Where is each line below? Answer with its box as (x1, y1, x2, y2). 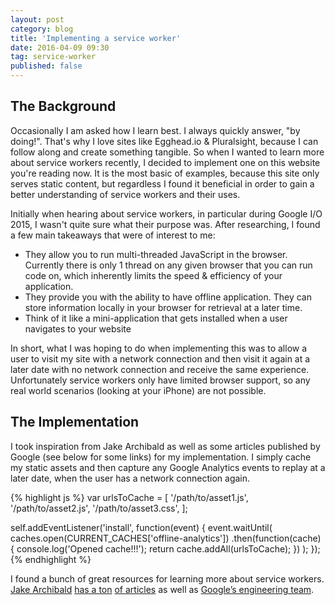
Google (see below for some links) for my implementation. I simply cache (10, 451, 312, 463)
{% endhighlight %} (10, 553, 92, 565)
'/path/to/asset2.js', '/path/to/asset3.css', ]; (10, 502, 188, 514)
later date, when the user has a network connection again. (10, 472, 251, 484)
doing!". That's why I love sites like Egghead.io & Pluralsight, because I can (10, 135, 319, 147)
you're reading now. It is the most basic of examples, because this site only (10, 167, 320, 179)
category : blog (10, 24, 74, 34)
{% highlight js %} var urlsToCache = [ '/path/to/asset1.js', (10, 491, 249, 503)
